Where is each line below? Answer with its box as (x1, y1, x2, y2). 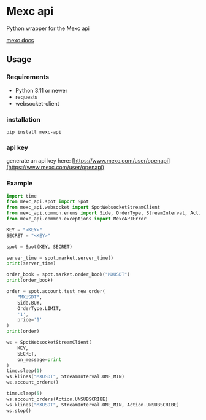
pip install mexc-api (6, 129, 62, 135)
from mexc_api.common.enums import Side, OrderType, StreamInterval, (6, 210, 188, 216)
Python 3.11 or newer (15, 87, 68, 94)
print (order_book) (6, 278, 53, 284)
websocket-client (15, 99, 59, 107)
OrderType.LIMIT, (17, 305, 62, 311)
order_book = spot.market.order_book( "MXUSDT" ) (6, 271, 131, 278)
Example (6, 179, 33, 188)
